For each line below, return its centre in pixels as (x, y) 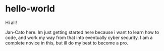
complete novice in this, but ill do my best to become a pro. (67, 42)
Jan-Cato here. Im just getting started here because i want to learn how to (82, 32)
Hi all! (11, 22)
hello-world (30, 9)
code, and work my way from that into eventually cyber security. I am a (79, 37)
